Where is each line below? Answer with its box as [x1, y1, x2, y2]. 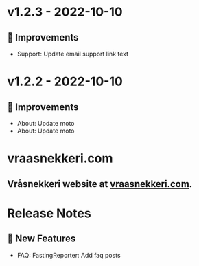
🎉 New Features [7, 233, 76, 245]
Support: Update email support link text [16, 49, 129, 58]
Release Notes [7, 206, 91, 221]
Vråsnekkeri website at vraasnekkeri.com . [7, 178, 193, 190]
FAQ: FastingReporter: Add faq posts [16, 251, 121, 259]
